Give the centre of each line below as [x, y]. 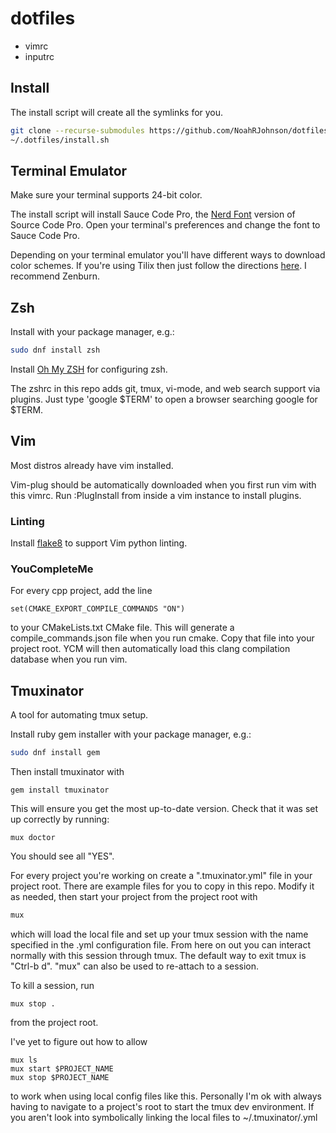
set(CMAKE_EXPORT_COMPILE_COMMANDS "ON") [98, 609]
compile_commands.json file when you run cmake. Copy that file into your [162, 638]
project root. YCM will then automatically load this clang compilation [150, 649]
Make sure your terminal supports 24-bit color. [106, 195]
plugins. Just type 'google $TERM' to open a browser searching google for [164, 399]
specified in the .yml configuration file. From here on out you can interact [160, 944]
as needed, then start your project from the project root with [134, 897]
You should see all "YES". [62, 856]
